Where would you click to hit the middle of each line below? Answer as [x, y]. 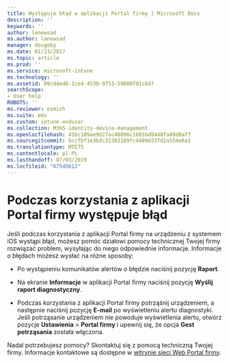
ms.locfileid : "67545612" [44, 166]
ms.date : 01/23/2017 [37, 52]
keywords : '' [26, 26]
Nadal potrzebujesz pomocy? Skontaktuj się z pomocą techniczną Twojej [110, 345]
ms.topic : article [33, 58]
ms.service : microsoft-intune [50, 71]
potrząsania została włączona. [60, 331]
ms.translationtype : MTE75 [45, 147]
